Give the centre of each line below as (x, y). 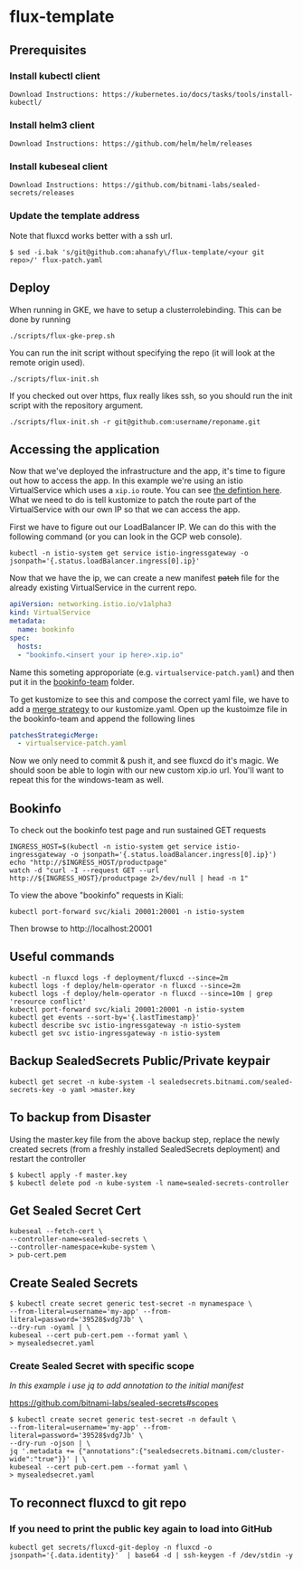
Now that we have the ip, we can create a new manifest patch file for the (145, 578)
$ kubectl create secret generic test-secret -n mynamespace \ (131, 1304)
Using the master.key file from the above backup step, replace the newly (145, 1139)
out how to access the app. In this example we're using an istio (127, 480)
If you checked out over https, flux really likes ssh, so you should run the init (151, 395)
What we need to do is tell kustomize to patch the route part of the (133, 500)
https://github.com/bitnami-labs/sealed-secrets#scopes (114, 1403)
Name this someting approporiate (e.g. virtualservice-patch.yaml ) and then (152, 672)
